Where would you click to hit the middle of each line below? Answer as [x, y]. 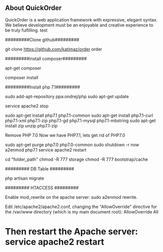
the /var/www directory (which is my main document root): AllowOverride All [82, 211]
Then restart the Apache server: [72, 231]
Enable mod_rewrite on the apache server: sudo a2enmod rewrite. [71, 197]
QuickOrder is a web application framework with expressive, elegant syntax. [81, 20]
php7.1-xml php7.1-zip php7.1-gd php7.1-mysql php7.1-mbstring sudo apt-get [81, 120]
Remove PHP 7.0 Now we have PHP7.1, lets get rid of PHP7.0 [65, 135]
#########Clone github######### [42, 40]
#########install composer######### [46, 59]
